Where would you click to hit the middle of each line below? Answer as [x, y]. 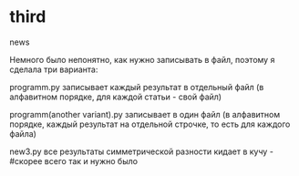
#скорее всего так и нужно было [74, 160]
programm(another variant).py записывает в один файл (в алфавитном [145, 114]
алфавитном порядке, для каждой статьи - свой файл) [115, 97]
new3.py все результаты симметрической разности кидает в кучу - [141, 151]
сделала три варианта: [54, 69]
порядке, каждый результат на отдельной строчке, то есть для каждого [150, 124]
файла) [23, 133]
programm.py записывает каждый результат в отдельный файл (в [137, 87]
